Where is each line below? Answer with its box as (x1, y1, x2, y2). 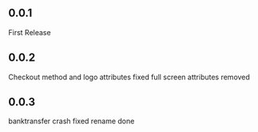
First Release (8, 27, 51, 37)
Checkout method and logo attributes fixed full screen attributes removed (8, 72, 250, 82)
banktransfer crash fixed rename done (8, 116, 135, 126)
